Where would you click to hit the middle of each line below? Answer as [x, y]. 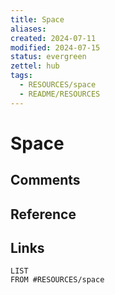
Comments [45, 180]
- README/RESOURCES [60, 94]
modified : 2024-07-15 [55, 47]
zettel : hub [35, 66]
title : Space [37, 19]
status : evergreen [48, 57]
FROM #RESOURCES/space [57, 280]
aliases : [28, 29]
